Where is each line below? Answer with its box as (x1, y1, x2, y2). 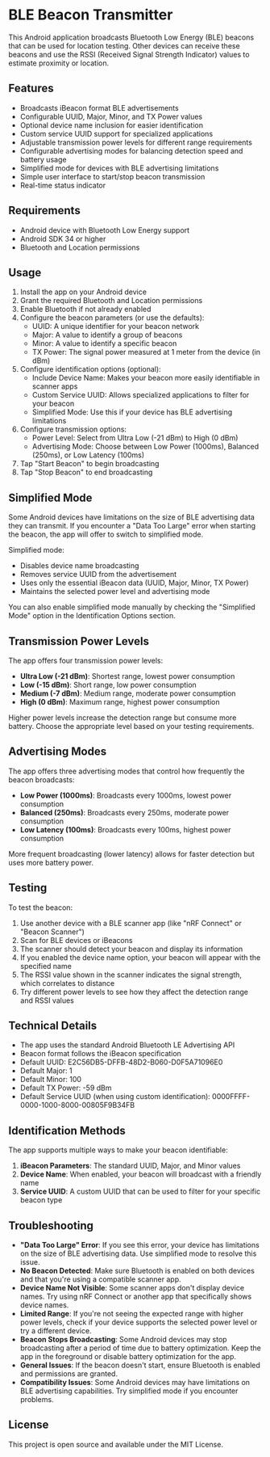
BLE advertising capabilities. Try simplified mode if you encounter (19, 1386, 239, 1396)
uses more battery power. (8, 857, 94, 867)
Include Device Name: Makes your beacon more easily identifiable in (31, 373, 260, 383)
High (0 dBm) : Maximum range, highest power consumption (19, 697, 220, 706)
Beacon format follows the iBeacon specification (19, 1049, 181, 1059)
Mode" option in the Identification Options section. (8, 611, 176, 621)
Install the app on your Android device (19, 287, 147, 297)
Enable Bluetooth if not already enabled (19, 305, 152, 314)
